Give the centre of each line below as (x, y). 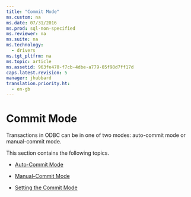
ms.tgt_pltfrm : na (29, 56)
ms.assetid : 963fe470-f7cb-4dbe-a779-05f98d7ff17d (70, 67)
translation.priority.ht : (38, 84)
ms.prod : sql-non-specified (41, 28)
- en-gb (21, 89)
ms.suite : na (22, 39)
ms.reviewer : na (26, 34)
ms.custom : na (24, 17)
